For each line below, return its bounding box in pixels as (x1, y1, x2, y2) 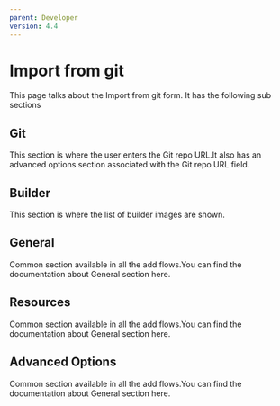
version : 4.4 (9, 22, 59, 31)
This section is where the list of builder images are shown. (9, 209, 225, 221)
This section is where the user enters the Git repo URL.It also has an (9, 149, 262, 160)
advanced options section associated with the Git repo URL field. (9, 159, 250, 170)
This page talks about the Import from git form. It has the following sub (9, 90, 272, 101)
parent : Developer (9, 13, 78, 23)
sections (9, 100, 41, 111)
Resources (9, 294, 71, 311)
